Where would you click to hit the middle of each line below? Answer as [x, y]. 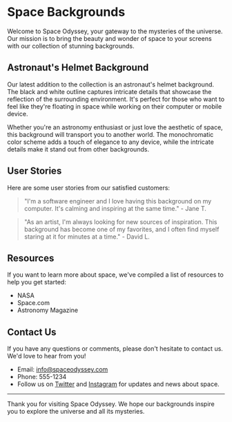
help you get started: [37, 282]
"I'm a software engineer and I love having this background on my [118, 201]
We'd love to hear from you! [47, 356]
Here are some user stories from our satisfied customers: [89, 187]
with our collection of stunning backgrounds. [71, 46]
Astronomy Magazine [47, 310]
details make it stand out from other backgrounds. [78, 149]
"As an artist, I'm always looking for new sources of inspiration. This [120, 221]
